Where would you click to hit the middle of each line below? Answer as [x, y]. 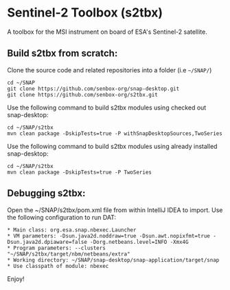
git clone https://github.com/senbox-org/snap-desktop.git [93, 89]
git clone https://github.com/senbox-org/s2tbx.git [82, 94]
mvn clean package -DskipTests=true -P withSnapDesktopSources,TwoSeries [115, 133]
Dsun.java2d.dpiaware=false [47, 242]
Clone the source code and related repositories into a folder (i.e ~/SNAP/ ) [110, 70]
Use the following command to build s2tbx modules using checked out [107, 107]
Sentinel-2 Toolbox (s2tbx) [85, 13]
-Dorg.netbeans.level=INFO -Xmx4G [139, 242]
